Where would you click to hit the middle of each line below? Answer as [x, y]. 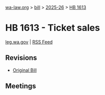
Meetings [21, 86]
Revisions [21, 58]
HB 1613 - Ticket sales [53, 28]
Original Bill [25, 70]
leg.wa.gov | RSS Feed [29, 42]
